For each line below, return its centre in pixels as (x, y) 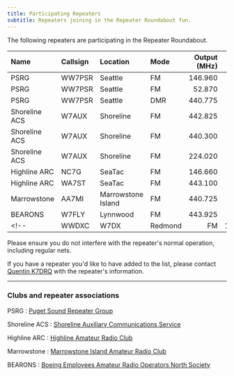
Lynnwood (117, 214)
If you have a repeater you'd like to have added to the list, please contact (112, 264)
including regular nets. (39, 250)
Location (115, 61)
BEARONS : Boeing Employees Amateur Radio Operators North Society (109, 365)
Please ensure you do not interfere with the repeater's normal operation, (111, 243)
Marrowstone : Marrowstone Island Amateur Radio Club (87, 351)
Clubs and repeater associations (63, 295)
